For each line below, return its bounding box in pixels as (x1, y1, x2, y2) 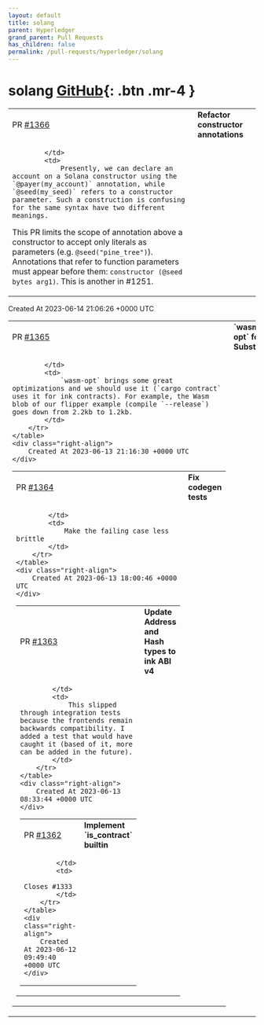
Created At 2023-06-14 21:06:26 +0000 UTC (8, 303, 155, 313)
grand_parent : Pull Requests (8, 33, 104, 42)
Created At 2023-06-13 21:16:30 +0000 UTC (27, 446, 190, 456)
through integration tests (20, 708, 121, 717)
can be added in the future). (20, 748, 134, 756)
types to (144, 645, 177, 656)
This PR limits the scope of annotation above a (12, 226, 183, 237)
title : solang (8, 19, 55, 27)
